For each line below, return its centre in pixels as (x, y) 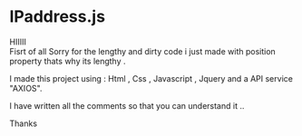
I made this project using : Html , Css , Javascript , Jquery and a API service (151, 78)
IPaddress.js (58, 17)
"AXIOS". (26, 88)
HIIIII (18, 42)
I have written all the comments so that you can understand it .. (127, 105)
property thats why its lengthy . (68, 61)
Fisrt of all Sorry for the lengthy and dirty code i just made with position (143, 51)
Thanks (24, 123)
